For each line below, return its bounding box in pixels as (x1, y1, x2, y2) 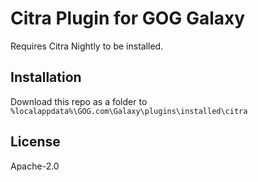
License (10, 133, 61, 151)
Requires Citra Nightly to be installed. (10, 40, 164, 52)
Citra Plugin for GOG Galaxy (10, 7, 246, 30)
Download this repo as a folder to (10, 95, 148, 107)
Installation (10, 69, 82, 86)
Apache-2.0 (10, 160, 60, 172)
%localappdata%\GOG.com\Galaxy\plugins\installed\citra (10, 106, 248, 116)
